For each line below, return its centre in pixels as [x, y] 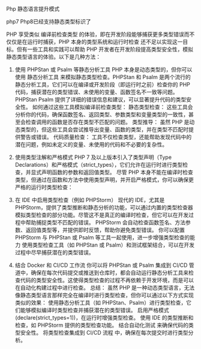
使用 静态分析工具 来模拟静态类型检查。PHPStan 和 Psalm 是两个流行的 [103, 77]
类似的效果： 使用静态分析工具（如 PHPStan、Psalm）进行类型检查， [100, 303]
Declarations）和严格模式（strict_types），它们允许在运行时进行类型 [99, 165]
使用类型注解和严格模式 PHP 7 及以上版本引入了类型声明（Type [93, 157]
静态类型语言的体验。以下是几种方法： [53, 57]
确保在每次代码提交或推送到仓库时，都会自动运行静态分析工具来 [110, 273]
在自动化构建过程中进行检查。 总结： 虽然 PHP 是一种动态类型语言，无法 [105, 288]
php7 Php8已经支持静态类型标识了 [49, 22]
